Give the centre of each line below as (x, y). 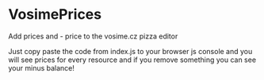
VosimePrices (55, 15)
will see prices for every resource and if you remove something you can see (132, 60)
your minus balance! (42, 67)
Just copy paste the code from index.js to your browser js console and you (130, 51)
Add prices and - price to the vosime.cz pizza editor (93, 36)
